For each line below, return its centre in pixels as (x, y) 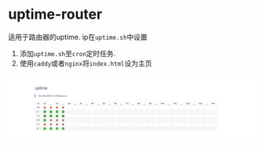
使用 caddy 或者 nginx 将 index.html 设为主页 (86, 63)
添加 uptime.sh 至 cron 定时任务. (67, 53)
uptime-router (55, 14)
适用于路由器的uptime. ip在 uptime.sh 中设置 (78, 37)
